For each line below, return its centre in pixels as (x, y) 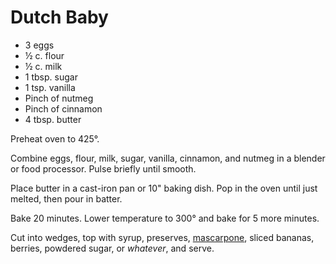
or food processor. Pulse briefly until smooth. (103, 168)
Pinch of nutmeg (59, 98)
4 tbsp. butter (53, 119)
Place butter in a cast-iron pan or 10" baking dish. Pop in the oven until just (164, 188)
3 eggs (39, 45)
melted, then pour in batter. (66, 198)
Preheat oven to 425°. (55, 138)
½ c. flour (44, 55)
